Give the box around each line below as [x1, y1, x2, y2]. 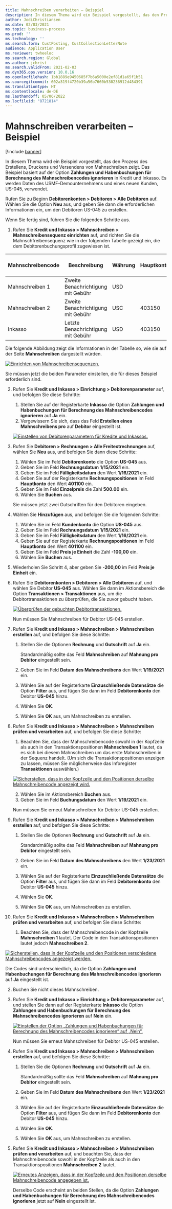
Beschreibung [68, 262, 103, 269]
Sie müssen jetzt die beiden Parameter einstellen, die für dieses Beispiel [5, 371, 158, 377]
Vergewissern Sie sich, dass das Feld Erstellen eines [20, 418, 133, 424]
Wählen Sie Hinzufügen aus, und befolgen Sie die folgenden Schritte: [12, 511, 160, 518]
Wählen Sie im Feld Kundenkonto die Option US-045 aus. [20, 522, 143, 528]
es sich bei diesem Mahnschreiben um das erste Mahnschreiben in [20, 750, 162, 756]
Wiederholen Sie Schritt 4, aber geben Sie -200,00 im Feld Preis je [12, 564, 155, 571]
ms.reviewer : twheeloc [5, 50, 54, 56]
